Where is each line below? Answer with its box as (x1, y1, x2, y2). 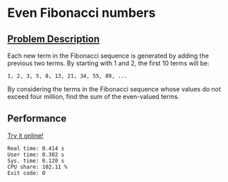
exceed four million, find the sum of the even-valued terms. (7, 93, 180, 100)
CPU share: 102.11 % (7, 163, 68, 170)
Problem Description (7, 33, 100, 45)
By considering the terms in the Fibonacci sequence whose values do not (7, 85, 221, 93)
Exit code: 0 (7, 169, 46, 176)
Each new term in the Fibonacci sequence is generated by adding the (7, 51, 210, 60)
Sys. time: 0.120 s (7, 157, 65, 164)
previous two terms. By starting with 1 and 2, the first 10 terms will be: (7, 59, 210, 67)
